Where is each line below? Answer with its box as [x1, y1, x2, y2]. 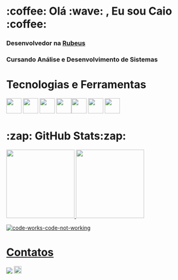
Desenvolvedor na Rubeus [6, 39, 86, 47]
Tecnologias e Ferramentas [6, 78, 147, 92]
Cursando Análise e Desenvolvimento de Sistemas [6, 55, 158, 64]
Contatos [6, 245, 54, 259]
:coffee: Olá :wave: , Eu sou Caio [6, 4, 173, 18]
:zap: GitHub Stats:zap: [6, 129, 127, 143]
